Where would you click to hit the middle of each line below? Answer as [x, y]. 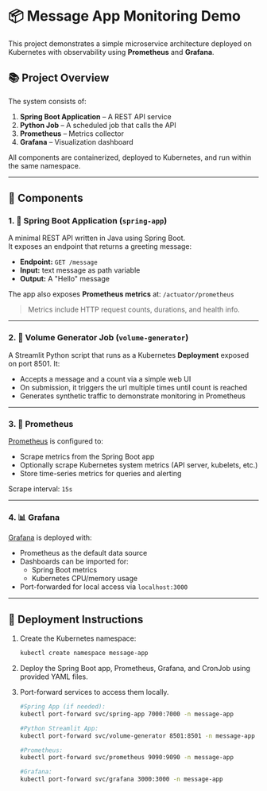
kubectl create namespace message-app [84, 653]
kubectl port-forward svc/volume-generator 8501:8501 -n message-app [137, 736]
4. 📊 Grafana [34, 517]
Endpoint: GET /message [58, 262]
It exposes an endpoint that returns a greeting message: [100, 246]
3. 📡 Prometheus [41, 424]
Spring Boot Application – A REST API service [96, 116]
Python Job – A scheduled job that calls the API [98, 125]
